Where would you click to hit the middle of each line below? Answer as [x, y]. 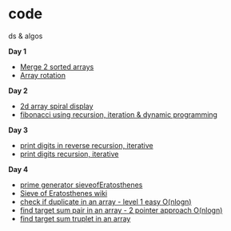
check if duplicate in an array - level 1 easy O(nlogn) [106, 202]
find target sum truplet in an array [75, 218]
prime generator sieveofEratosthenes [81, 185]
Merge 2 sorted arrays [57, 67]
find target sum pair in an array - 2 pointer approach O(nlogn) [121, 210]
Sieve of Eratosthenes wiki [64, 193]
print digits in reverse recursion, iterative [86, 145]
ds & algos [26, 36]
